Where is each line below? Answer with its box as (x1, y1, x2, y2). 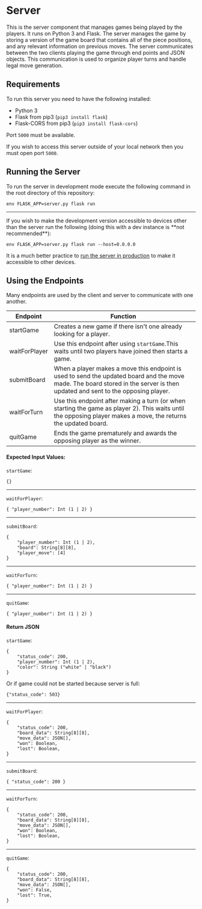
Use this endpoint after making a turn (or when (54, 397, 186, 405)
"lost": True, (17, 892, 52, 898)
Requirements (6, 79, 60, 90)
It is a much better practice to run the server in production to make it (6, 252, 176, 259)
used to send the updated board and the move (54, 372, 185, 381)
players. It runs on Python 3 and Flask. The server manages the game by (6, 29, 186, 37)
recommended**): (6, 230, 52, 237)
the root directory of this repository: (6, 189, 95, 196)
